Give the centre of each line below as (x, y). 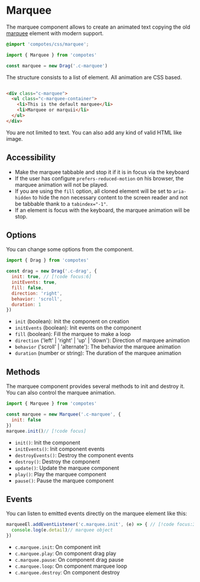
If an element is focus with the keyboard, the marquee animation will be (102, 210)
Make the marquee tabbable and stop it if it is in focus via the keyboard (102, 172)
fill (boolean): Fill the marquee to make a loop (73, 334)
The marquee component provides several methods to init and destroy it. (96, 386)
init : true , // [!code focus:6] (52, 277)
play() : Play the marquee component (60, 474)
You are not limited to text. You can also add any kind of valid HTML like (94, 133)
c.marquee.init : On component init (58, 547)
